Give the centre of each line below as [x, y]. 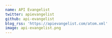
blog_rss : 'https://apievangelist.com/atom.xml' [56, 23]
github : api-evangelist [30, 19]
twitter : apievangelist [30, 14]
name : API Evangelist [28, 10]
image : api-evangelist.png [33, 28]
